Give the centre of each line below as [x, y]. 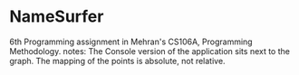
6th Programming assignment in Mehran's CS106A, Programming [131, 42]
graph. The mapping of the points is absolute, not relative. [117, 61]
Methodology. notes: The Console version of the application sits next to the [149, 51]
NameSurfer [57, 17]
